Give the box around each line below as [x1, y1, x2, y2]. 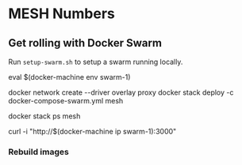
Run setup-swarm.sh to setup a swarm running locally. [8, 57, 183, 66]
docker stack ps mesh [8, 111, 81, 121]
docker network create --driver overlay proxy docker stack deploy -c [8, 88, 234, 97]
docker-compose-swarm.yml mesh [8, 96, 124, 105]
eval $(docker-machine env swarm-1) [8, 73, 131, 81]
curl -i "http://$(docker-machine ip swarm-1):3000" [8, 127, 177, 136]
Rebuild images [8, 146, 69, 157]
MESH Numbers [8, 5, 115, 23]
